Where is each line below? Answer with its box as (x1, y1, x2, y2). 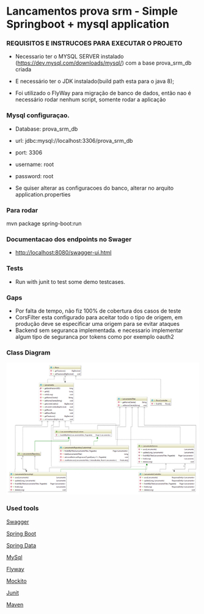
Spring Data (6, 541, 37, 549)
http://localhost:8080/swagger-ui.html (15, 249, 112, 256)
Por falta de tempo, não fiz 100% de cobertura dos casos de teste (15, 307, 181, 314)
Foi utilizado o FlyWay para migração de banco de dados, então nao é (15, 90, 191, 97)
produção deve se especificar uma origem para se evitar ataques (15, 320, 180, 327)
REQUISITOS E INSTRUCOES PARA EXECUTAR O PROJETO (6, 39, 183, 48)
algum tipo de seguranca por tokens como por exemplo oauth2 (15, 333, 174, 340)
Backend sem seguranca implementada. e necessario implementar (15, 327, 183, 334)
